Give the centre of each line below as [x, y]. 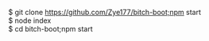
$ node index [30, 20]
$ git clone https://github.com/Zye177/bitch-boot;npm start [104, 12]
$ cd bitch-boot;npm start [50, 29]
